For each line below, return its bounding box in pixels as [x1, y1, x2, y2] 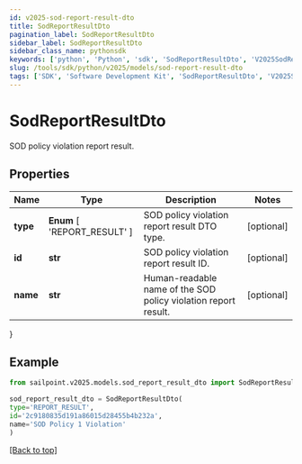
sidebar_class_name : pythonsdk [9, 47, 127, 56]
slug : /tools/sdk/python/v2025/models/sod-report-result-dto [9, 64, 244, 73]
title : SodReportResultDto [9, 22, 111, 31]
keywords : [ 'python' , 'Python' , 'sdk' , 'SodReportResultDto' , [9, 55, 247, 64]
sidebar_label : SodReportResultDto [9, 38, 143, 48]
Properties [9, 167, 70, 182]
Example [9, 354, 59, 369]
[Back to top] [9, 444, 58, 455]
